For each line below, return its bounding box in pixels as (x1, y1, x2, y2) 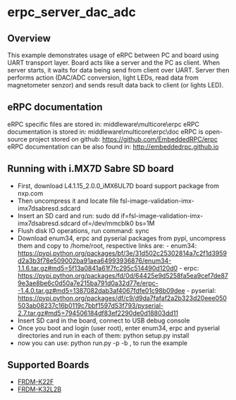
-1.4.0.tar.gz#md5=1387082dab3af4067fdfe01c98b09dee (17, 286, 185, 294)
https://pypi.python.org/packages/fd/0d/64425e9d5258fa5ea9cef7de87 (17, 271, 229, 280)
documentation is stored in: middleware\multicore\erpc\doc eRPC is (7, 127, 204, 136)
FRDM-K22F (17, 377, 54, 386)
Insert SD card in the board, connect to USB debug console (17, 316, 190, 325)
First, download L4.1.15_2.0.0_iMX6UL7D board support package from (17, 181, 220, 190)
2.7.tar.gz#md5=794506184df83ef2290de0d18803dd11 (17, 308, 178, 317)
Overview (7, 32, 51, 44)
